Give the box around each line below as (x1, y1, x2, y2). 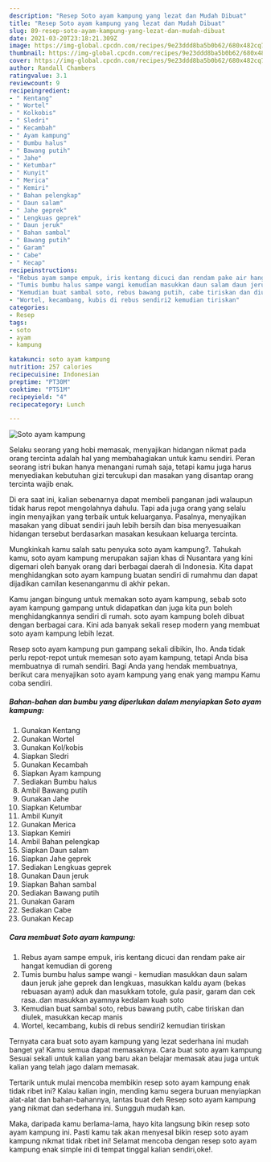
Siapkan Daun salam (20, 846, 89, 855)
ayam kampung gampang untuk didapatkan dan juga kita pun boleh (9, 603, 232, 612)
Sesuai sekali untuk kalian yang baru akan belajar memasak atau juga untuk (9, 1053, 260, 1063)
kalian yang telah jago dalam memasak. (9, 1062, 140, 1072)
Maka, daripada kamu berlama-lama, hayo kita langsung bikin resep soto (9, 1119, 250, 1129)
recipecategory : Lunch (9, 400, 85, 409)
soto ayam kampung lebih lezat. (9, 628, 115, 638)
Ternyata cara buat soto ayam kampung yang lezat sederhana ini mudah (9, 1036, 248, 1046)
